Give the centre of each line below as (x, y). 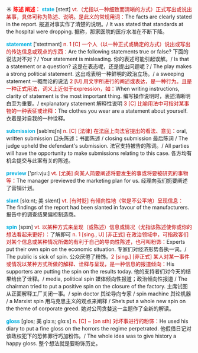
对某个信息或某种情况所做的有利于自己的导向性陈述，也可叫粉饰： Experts (96, 242)
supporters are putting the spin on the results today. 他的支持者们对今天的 (96, 271)
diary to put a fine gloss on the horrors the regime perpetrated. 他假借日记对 (99, 328)
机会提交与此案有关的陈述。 (40, 160)
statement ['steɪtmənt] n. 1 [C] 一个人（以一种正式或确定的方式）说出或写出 (98, 44)
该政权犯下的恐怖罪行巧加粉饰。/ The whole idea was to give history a (91, 336)
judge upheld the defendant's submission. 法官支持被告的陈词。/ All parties (98, 146)
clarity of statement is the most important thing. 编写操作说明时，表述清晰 (96, 96)
